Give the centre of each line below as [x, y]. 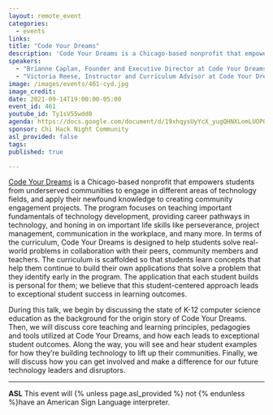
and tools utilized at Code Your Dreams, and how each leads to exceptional [134, 336]
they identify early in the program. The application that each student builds [134, 277]
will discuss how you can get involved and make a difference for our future [133, 361]
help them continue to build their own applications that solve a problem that [135, 268]
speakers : [25, 62]
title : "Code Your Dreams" [54, 46]
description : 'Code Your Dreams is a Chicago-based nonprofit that [125, 54]
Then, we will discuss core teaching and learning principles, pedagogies [129, 327]
